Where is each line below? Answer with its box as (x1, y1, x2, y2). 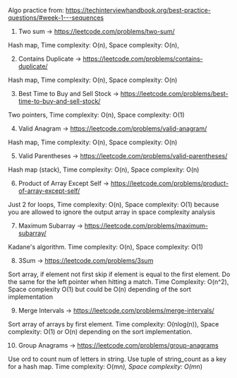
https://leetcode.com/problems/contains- (83, 54, 203, 63)
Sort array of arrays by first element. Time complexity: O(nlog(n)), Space (8, 320, 219, 328)
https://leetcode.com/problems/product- (110, 179, 229, 187)
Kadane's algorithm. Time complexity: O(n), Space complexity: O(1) (8, 243, 204, 251)
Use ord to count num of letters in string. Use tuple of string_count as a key (8, 355, 226, 363)
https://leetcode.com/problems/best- (120, 90, 229, 98)
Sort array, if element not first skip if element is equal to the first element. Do (8, 270, 231, 278)
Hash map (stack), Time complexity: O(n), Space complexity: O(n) (8, 165, 200, 174)
